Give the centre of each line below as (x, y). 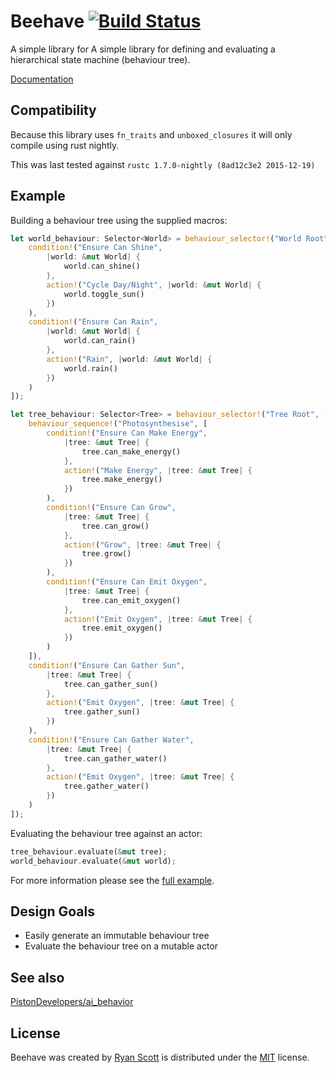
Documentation (42, 79)
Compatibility (53, 110)
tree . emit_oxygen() (122, 628)
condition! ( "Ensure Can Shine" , (95, 248)
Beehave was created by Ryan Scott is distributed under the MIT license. (160, 1057)
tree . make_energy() (122, 480)
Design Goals (52, 911)
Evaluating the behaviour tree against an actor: (106, 833)
